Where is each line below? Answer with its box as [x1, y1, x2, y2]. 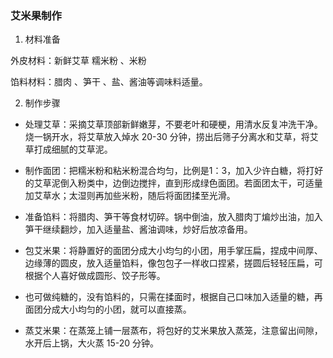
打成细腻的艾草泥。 [33, 143, 113, 156]
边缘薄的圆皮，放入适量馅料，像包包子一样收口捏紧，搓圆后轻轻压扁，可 [24, 257, 323, 269]
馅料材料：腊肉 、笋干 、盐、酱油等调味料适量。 [10, 76, 208, 88]
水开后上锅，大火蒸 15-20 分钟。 [24, 337, 160, 349]
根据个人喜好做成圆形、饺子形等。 [24, 270, 166, 282]
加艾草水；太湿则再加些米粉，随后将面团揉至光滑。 [24, 190, 236, 202]
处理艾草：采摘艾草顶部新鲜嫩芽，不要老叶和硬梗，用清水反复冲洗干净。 [24, 118, 323, 131]
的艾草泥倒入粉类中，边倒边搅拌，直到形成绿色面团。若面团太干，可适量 [24, 177, 323, 189]
